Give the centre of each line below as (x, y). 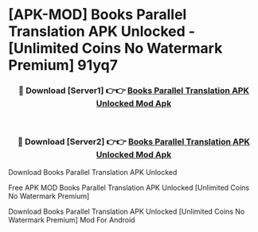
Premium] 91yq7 (63, 66)
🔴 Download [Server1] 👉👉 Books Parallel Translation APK (134, 91)
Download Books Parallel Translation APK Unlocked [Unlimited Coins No (127, 211)
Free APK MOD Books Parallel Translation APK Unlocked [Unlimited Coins (129, 188)
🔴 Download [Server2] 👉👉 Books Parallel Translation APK (134, 142)
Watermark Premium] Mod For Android (72, 219)
